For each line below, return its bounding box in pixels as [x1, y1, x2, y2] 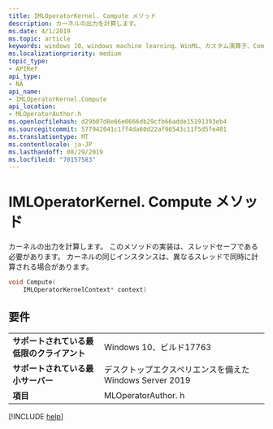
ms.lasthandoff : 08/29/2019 [8, 148, 104, 156]
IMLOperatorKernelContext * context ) [23, 286, 148, 294]
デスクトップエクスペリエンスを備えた [104, 363, 250, 375]
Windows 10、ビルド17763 [104, 341, 211, 353]
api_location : [8, 102, 57, 110]
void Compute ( [8, 278, 57, 287]
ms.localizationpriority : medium [8, 50, 122, 58]
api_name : [8, 87, 42, 96]
